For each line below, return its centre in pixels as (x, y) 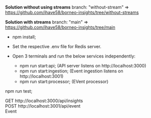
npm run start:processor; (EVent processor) (64, 82)
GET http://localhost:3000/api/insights (44, 101)
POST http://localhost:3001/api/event (43, 106)
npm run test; (19, 91)
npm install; (24, 37)
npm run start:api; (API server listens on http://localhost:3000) (83, 66)
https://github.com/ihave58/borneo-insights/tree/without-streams (72, 12)
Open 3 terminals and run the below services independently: (74, 56)
